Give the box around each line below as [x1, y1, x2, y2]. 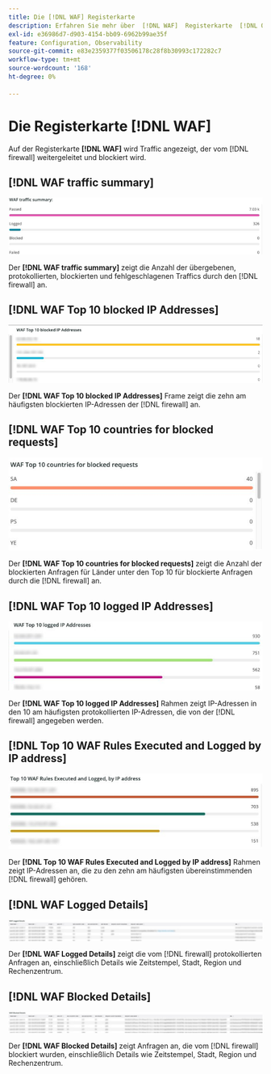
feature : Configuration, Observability [8, 39, 143, 47]
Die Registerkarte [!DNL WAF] [8, 117, 212, 135]
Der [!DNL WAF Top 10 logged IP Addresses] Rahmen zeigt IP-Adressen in [8, 698, 257, 708]
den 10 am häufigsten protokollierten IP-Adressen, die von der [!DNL [8, 707, 236, 717]
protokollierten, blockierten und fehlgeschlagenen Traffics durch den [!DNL [8, 271, 258, 280]
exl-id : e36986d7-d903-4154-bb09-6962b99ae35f [8, 30, 168, 38]
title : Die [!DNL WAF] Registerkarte [8, 13, 135, 21]
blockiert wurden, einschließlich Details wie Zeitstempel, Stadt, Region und [8, 1050, 256, 1059]
